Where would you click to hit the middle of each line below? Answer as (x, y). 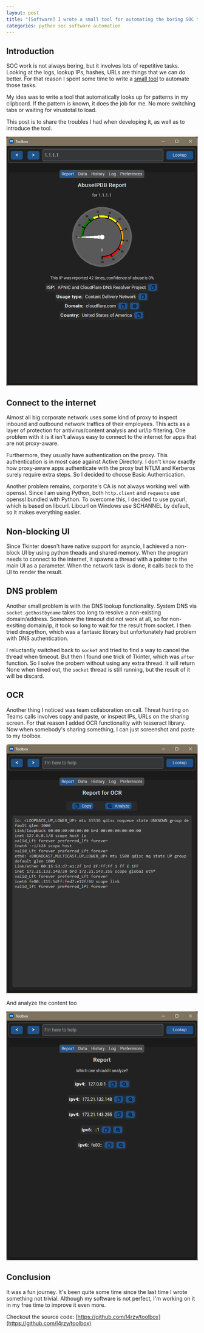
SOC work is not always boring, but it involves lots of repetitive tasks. (93, 66)
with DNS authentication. (37, 638)
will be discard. (25, 676)
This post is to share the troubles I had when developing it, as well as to (96, 122)
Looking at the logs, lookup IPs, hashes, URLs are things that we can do (96, 73)
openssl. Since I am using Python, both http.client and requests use (93, 493)
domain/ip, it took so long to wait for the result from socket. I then (109, 625)
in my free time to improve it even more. (56, 1305)
